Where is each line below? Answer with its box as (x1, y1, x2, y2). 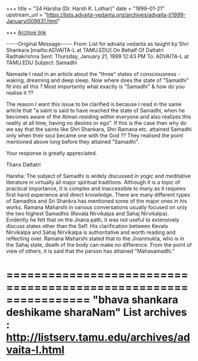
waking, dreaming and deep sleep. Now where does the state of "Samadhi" (6, 77, 189, 84)
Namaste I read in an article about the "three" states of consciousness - (6, 71, 181, 77)
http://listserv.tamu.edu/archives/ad (6, 331, 190, 344)
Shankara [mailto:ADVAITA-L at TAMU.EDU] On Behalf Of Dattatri (6, 47, 164, 54)
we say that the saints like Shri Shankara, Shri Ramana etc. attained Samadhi (6, 126, 192, 133)
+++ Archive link (6, 29, 47, 36)
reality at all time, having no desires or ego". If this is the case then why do (6, 120, 187, 126)
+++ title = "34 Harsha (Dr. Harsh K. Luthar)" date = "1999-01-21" (6, 5, 165, 12)
